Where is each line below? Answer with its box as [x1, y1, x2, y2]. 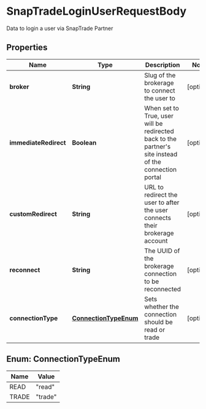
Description [145, 60, 180, 69]
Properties [6, 42, 48, 53]
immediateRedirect [9, 138, 66, 147]
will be [143, 119, 163, 128]
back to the [143, 134, 177, 143]
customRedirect [9, 210, 57, 218]
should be [143, 318, 173, 326]
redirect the [143, 190, 178, 199]
